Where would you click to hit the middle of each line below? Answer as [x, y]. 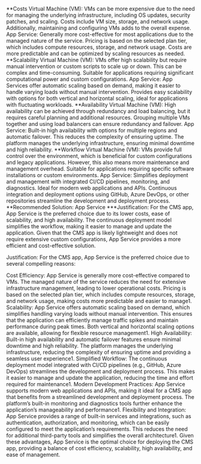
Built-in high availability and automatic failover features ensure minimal [94, 339]
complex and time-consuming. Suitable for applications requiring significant [100, 73]
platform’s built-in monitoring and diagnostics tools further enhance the [94, 403]
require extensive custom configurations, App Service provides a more [94, 239]
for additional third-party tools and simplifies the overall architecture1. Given [100, 435]
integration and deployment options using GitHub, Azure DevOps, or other [98, 194]
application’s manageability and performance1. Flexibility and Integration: [96, 410]
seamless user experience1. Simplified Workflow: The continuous [87, 359]
